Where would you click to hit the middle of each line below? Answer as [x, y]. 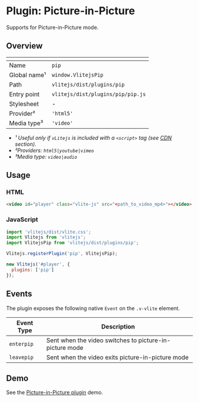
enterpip [21, 344]
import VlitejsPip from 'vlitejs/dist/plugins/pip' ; [73, 243]
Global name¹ [28, 75]
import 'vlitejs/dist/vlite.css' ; [49, 232]
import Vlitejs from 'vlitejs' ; [46, 237]
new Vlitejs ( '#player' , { [38, 264]
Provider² [22, 113]
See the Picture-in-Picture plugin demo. [55, 393]
